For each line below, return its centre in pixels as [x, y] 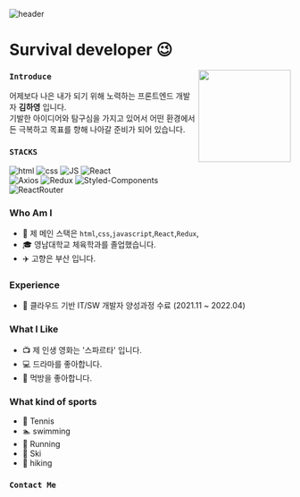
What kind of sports [53, 401]
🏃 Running [41, 443]
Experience [34, 285]
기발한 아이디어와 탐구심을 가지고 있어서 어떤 [87, 118]
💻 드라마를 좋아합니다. [62, 364]
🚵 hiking [37, 463]
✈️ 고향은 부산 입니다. [59, 258]
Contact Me [33, 484]
